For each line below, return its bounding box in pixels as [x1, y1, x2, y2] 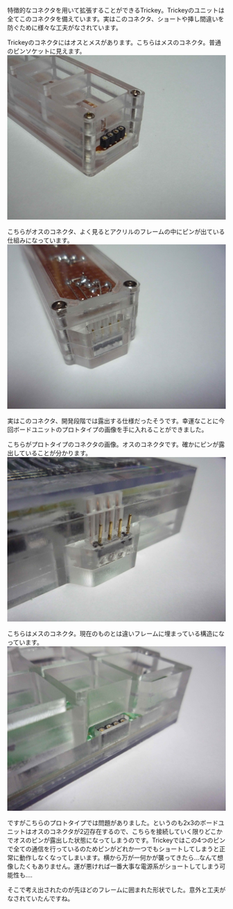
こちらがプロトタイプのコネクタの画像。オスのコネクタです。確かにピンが [7, 441, 219, 448]
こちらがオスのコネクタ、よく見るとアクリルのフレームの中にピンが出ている [7, 228, 225, 235]
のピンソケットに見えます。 [7, 47, 86, 55]
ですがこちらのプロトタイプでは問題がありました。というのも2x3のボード [7, 819, 218, 827]
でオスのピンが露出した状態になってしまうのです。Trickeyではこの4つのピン [7, 836, 226, 844]
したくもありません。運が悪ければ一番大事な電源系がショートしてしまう [12, 862, 220, 870]
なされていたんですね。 [7, 894, 74, 903]
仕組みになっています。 [7, 236, 74, 244]
